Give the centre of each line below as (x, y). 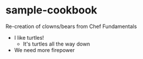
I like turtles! (29, 37)
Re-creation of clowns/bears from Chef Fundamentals (71, 26)
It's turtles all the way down (56, 44)
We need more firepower (44, 50)
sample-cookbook (51, 10)
